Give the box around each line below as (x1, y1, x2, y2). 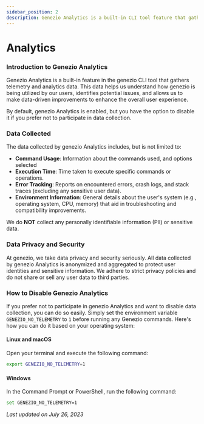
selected (15, 161, 38, 169)
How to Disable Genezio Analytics (6, 289, 108, 297)
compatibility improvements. (15, 207, 87, 214)
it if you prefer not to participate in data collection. (6, 114, 132, 121)
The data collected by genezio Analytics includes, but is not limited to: (6, 143, 182, 150)
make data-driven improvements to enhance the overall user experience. (6, 96, 189, 103)
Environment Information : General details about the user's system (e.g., (15, 194, 197, 201)
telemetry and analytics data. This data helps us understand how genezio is (6, 83, 195, 90)
